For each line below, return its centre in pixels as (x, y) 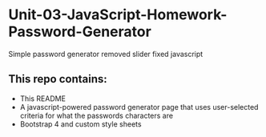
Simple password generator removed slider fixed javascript (106, 54)
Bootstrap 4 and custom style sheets (81, 124)
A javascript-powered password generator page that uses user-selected (139, 107)
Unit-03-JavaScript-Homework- (118, 15)
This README (43, 99)
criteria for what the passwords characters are (97, 115)
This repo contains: (58, 79)
